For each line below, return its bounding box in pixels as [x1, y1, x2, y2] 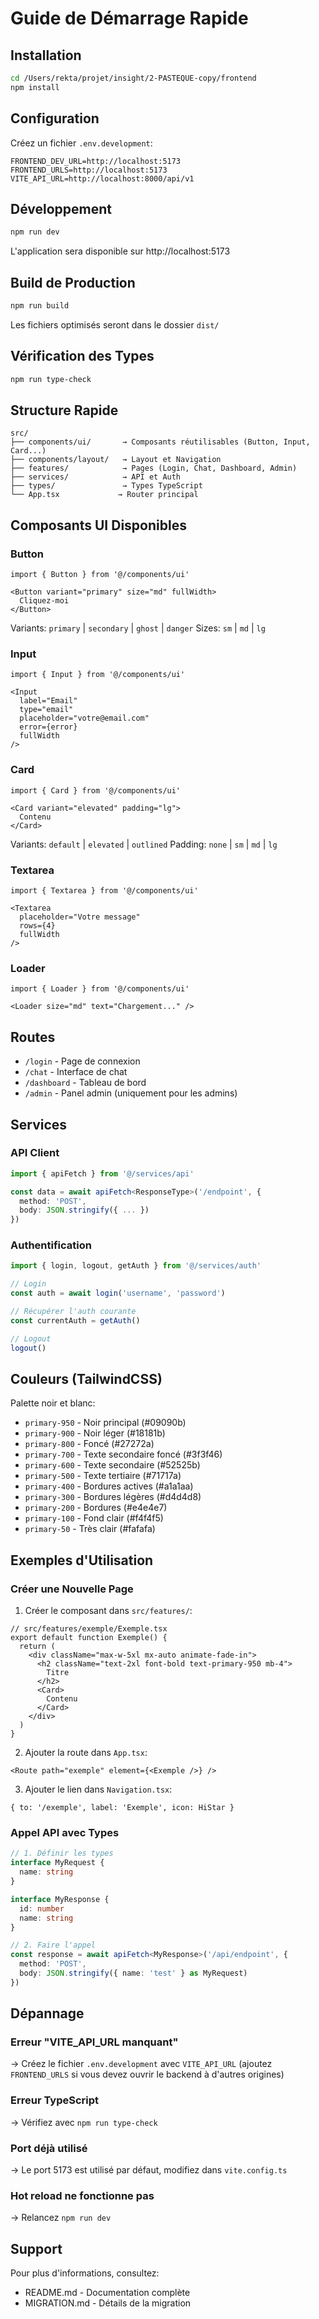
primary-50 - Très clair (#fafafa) [24, 1523, 156, 1535]
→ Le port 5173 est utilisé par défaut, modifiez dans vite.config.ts [10, 2164, 288, 2176]
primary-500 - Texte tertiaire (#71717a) [24, 1470, 182, 1482]
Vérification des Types [10, 348, 155, 365]
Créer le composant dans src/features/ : [24, 1605, 193, 1617]
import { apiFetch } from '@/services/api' [10, 1168, 195, 1179]
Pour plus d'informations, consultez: [10, 2267, 160, 2279]
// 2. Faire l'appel [10, 1940, 97, 1951]
